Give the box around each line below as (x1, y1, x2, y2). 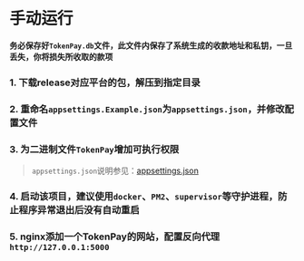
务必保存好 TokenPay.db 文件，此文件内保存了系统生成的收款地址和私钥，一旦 (9, 40, 293, 51)
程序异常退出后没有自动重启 (18, 204, 141, 216)
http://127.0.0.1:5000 (9, 242, 110, 252)
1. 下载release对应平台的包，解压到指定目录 (9, 76, 201, 89)
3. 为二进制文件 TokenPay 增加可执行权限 (9, 142, 180, 155)
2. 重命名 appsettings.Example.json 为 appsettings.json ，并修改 (9, 102, 285, 115)
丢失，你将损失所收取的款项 (9, 51, 113, 62)
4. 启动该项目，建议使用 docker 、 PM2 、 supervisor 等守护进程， (9, 190, 279, 202)
